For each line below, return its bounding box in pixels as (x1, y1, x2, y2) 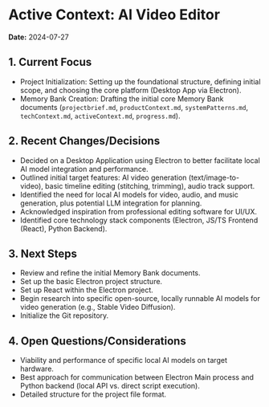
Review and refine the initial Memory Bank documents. (19, 268, 201, 278)
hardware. (19, 364, 55, 374)
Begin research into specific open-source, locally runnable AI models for (19, 294, 261, 303)
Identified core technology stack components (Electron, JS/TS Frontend (19, 215, 259, 225)
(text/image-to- (188, 173, 239, 182)
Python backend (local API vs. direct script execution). (19, 381, 201, 391)
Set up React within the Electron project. (19, 285, 154, 295)
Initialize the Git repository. (19, 311, 109, 320)
